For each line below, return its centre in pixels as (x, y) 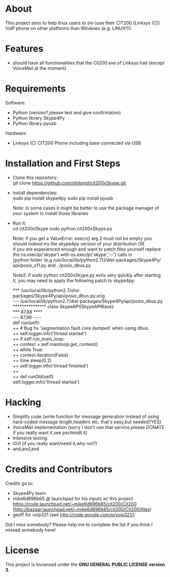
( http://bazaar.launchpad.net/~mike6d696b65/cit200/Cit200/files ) (82, 509)
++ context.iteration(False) (40, 355)
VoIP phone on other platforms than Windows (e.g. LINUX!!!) (68, 28)
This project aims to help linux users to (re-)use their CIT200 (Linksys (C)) (83, 23)
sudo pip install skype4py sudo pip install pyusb (63, 198)
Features (24, 49)
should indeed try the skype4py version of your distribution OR (78, 243)
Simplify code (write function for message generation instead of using (86, 416)
